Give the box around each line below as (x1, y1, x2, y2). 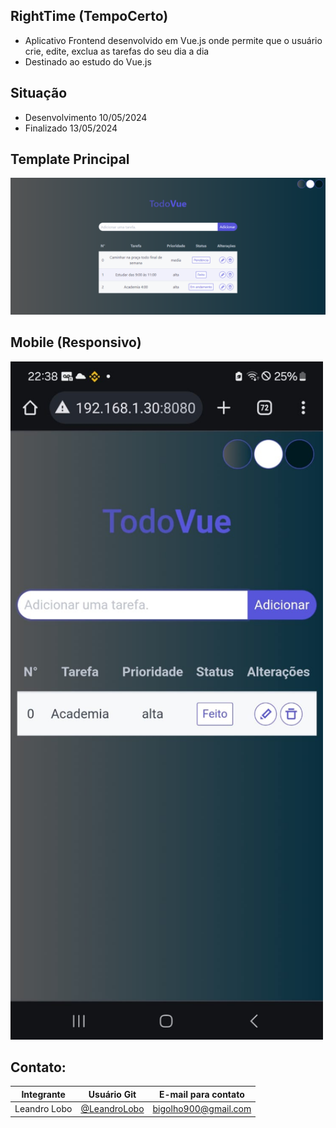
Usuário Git (88, 1088, 137, 1100)
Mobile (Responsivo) (10, 334, 142, 351)
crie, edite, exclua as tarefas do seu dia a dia (24, 45, 210, 57)
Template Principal (10, 151, 130, 168)
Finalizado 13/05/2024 (24, 122, 118, 134)
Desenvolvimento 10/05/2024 (24, 111, 148, 123)
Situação (10, 85, 68, 102)
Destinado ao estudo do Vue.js (24, 55, 152, 68)
